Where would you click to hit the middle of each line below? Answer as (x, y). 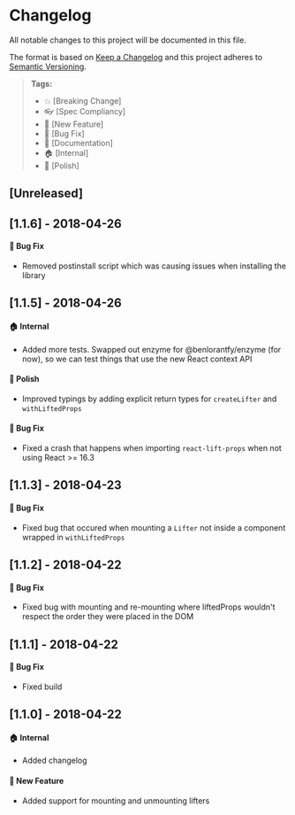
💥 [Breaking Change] (83, 101)
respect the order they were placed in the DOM (108, 617)
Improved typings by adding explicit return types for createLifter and (149, 399)
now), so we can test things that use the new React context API (137, 359)
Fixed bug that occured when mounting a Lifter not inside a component (154, 527)
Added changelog (54, 761)
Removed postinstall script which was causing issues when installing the (154, 266)
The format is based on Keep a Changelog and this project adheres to (136, 57)
